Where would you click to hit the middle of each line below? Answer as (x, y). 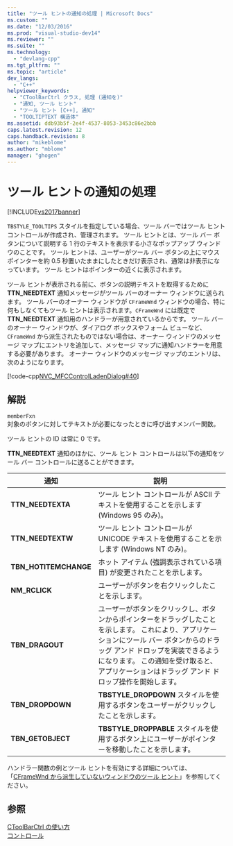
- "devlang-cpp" (37, 59)
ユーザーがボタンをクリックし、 (150, 609)
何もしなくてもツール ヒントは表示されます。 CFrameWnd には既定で (101, 310)
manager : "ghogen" (34, 156)
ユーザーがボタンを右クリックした (154, 585)
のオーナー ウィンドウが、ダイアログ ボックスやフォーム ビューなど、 (106, 328)
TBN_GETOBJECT (41, 738)
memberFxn (21, 416)
